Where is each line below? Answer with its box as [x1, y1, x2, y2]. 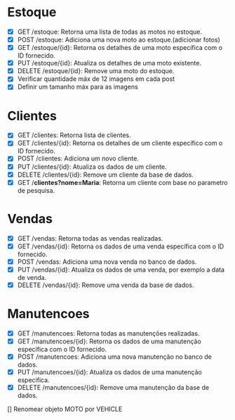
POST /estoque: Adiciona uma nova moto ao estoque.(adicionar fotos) [17, 36, 221, 44]
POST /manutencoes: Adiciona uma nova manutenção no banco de [17, 352, 213, 361]
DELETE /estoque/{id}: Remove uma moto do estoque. [17, 67, 175, 75]
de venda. [17, 273, 47, 281]
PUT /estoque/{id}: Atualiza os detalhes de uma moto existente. [17, 59, 202, 68]
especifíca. [17, 376, 51, 384]
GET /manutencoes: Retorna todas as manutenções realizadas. [17, 329, 200, 338]
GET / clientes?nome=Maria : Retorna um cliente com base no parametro [17, 178, 228, 186]
